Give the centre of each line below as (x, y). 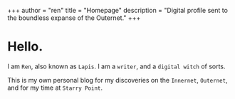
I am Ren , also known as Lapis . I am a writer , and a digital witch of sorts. (116, 66)
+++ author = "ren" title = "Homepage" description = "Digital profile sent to (117, 10)
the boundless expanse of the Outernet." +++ (74, 18)
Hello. (25, 47)
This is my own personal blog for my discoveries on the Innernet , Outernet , (117, 80)
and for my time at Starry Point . (55, 88)
